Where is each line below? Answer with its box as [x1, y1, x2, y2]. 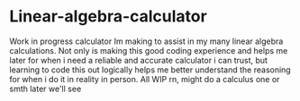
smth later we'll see [9, 83, 82, 94]
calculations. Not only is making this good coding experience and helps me [9, 45, 288, 55]
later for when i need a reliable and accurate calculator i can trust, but [9, 55, 268, 65]
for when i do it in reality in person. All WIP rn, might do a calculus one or [9, 73, 280, 84]
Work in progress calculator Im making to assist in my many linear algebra [9, 36, 284, 46]
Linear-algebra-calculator [9, 6, 207, 27]
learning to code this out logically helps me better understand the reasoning [9, 64, 291, 75]
